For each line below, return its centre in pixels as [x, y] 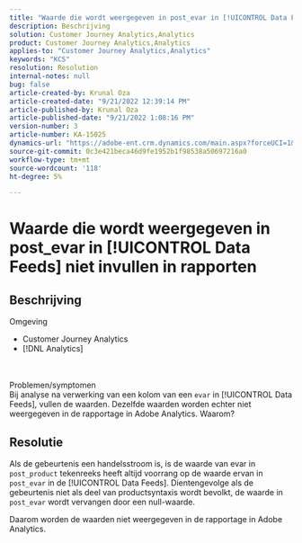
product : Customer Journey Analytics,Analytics [100, 43]
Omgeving [28, 322]
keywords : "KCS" [40, 59]
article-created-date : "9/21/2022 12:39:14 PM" [100, 101]
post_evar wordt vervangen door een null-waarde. [102, 502]
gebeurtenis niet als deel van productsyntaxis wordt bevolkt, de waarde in [146, 493]
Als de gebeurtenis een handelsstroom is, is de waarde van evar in [133, 464]
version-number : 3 [44, 127]
